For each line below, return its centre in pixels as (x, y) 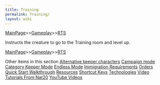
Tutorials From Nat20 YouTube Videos (44, 78)
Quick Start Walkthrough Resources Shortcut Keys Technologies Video (77, 72)
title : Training (22, 10)
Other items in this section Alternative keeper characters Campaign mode (80, 62)
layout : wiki (19, 19)
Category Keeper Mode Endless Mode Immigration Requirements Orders (79, 67)
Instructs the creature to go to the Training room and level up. (68, 42)
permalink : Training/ (27, 14)
